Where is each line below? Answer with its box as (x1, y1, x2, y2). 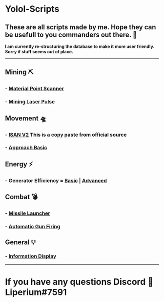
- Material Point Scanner (5, 85, 64, 92)
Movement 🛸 (5, 114, 47, 122)
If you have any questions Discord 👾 (5, 276, 154, 287)
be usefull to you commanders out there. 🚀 (5, 30, 137, 39)
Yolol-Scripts (5, 3, 60, 15)
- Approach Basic (5, 144, 47, 151)
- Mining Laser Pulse (5, 98, 55, 105)
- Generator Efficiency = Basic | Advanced (5, 177, 107, 184)
